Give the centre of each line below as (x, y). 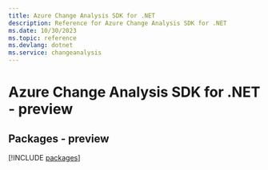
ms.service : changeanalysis (55, 53)
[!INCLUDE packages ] (44, 158)
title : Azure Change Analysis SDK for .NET (82, 16)
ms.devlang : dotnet (41, 45)
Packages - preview (59, 138)
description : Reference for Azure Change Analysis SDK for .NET (118, 23)
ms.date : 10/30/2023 (43, 30)
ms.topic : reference (43, 38)
